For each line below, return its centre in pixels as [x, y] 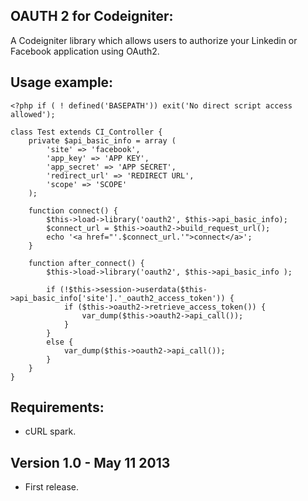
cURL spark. [50, 431]
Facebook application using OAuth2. [85, 51]
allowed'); [33, 114]
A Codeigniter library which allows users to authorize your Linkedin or [154, 40]
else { [60, 342]
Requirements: [57, 407]
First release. [51, 487]
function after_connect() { [86, 263]
